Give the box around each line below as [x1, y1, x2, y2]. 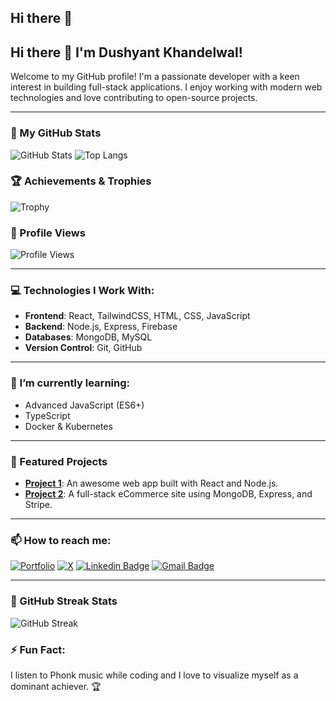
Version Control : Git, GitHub [24, 342, 143, 354]
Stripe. [24, 498, 53, 510]
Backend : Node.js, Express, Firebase [24, 321, 178, 333]
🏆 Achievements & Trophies [10, 174, 152, 188]
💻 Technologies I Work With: [10, 284, 155, 298]
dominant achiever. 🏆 [10, 680, 102, 692]
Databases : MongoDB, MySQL [24, 331, 153, 343]
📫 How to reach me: [10, 533, 112, 547]
